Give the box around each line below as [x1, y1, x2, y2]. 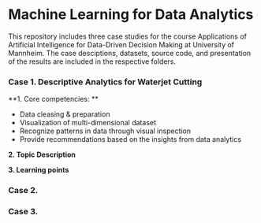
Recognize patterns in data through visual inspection [19, 126, 192, 136]
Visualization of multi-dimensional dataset [19, 118, 156, 128]
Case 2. [8, 185, 39, 196]
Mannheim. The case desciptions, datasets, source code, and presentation [8, 48, 252, 58]
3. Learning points [8, 165, 69, 175]
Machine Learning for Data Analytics [8, 6, 254, 24]
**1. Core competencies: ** [8, 95, 99, 104]
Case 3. [8, 206, 39, 217]
